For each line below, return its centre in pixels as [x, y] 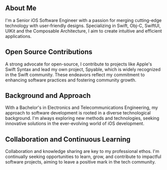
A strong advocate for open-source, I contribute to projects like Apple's [79, 64]
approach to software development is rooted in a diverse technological [78, 113]
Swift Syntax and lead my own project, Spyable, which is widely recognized [83, 69]
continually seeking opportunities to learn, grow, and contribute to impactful [83, 156]
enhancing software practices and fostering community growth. [71, 80]
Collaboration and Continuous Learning [68, 139]
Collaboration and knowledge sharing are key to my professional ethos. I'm [82, 151]
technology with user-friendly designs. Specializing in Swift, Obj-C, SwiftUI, [83, 25]
